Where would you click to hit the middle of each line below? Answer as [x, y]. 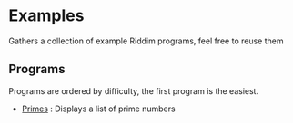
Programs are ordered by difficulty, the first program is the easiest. [134, 90]
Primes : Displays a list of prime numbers [98, 109]
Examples [46, 16]
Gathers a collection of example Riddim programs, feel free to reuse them [146, 41]
